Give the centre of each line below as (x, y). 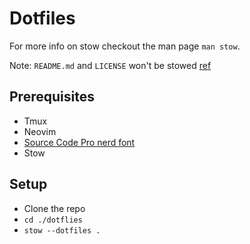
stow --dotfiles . (62, 230)
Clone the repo (54, 208)
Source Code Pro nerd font (79, 142)
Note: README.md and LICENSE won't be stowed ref (110, 65)
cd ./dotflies (53, 220)
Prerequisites (52, 97)
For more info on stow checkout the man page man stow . (125, 46)
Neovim (40, 131)
